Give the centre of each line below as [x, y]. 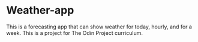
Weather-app [40, 10]
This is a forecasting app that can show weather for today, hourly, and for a [99, 27]
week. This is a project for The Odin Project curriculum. [74, 33]
